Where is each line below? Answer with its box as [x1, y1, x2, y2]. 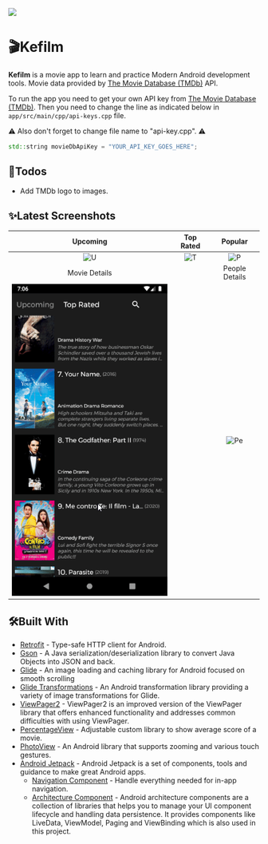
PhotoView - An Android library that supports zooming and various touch [19, 741, 259, 751]
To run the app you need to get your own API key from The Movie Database [8, 93, 257, 103]
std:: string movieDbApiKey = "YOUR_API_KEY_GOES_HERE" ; [8, 142, 198, 151]
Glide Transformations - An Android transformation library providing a [19, 682, 249, 691]
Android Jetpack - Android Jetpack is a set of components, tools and [19, 759, 247, 768]
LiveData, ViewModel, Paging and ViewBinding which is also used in [31, 818, 256, 827]
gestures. [19, 750, 52, 759]
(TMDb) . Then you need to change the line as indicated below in [8, 102, 219, 112]
